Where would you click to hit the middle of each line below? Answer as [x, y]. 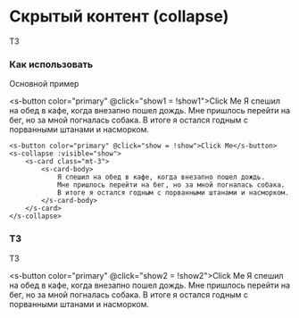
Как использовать [51, 64]
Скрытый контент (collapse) [119, 17]
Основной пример [44, 84]
